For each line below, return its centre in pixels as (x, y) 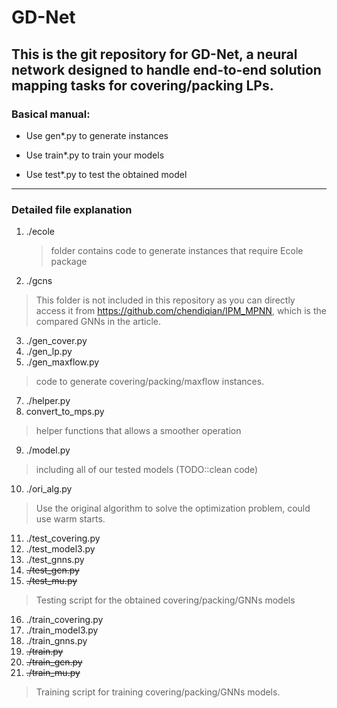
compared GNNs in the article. (98, 322)
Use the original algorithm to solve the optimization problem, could (173, 508)
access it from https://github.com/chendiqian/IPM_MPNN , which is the (181, 311)
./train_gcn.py (54, 662)
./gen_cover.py (56, 341)
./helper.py (48, 401)
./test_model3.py (60, 549)
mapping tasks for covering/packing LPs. (142, 85)
